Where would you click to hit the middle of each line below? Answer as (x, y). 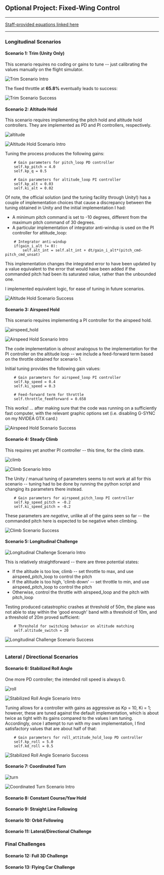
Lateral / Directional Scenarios (42, 657)
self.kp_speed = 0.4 (35, 382)
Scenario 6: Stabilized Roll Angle (39, 668)
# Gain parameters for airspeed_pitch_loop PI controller (74, 498)
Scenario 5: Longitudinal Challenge (41, 541)
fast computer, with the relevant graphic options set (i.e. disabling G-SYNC (80, 414)
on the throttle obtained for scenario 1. (43, 359)
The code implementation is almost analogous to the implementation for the (81, 349)
